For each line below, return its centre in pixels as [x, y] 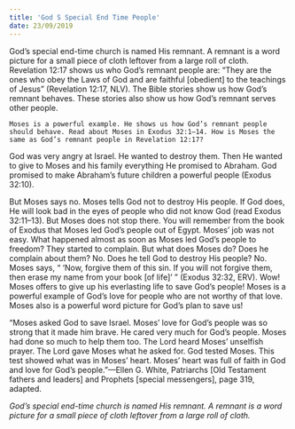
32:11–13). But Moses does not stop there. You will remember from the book [147, 220]
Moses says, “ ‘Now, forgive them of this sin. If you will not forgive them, [141, 267]
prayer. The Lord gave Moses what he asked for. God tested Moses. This [142, 351]
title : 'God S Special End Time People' [85, 17]
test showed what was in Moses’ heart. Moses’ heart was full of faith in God [147, 360]
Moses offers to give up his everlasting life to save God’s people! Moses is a [147, 286]
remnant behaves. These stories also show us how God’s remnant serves [143, 98]
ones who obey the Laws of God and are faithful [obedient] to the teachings [147, 79]
